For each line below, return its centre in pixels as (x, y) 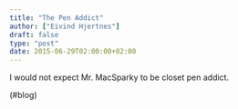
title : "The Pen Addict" (57, 18)
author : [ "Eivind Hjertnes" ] (65, 26)
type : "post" (34, 43)
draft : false (34, 35)
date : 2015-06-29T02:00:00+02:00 (73, 52)
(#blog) (24, 95)
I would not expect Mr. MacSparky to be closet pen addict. (119, 77)
